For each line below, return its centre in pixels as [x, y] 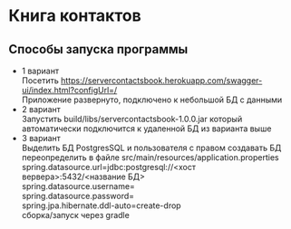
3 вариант [41, 138]
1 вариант [40, 71]
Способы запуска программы [98, 49]
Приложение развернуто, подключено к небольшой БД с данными [152, 100]
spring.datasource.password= [78, 196]
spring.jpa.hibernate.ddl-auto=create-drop [102, 205]
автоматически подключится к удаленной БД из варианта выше [146, 129]
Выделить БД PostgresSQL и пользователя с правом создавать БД [151, 148]
